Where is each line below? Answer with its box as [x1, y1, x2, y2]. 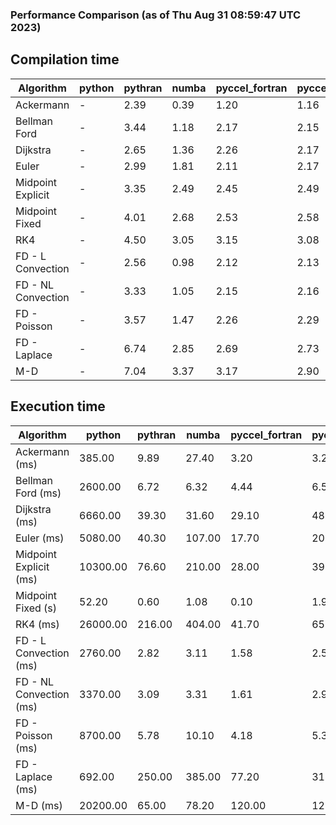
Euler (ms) [15, 531, 65, 545]
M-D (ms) [15, 798, 63, 812]
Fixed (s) [15, 601, 58, 615]
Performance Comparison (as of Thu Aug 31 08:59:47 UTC [10, 8, 302, 22]
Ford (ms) [15, 486, 62, 500]
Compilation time [10, 51, 120, 68]
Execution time [10, 398, 106, 415]
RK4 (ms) [15, 617, 60, 631]
